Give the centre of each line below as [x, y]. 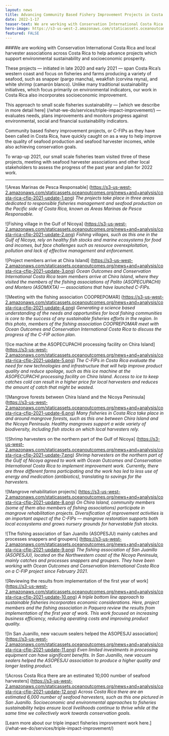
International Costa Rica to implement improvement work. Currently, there [82, 466]
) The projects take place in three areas [114, 198]
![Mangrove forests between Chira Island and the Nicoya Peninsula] [75, 397]
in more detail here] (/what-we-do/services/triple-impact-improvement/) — [83, 110]
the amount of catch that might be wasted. [50, 387]
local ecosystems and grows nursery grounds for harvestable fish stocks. [82, 524]
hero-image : [18, 29]
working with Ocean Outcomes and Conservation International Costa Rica [82, 566]
